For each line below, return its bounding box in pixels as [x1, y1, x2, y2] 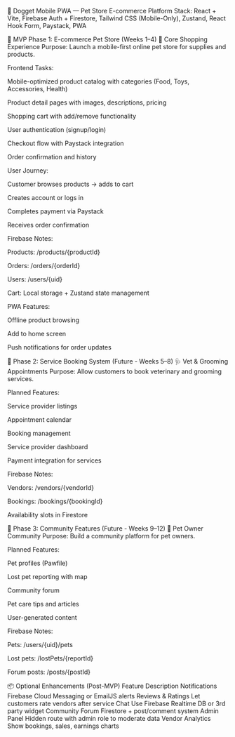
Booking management [7, 429, 72, 437]
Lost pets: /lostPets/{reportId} [7, 654, 93, 663]
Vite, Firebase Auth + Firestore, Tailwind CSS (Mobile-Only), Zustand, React [7, 14, 226, 22]
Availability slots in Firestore [7, 511, 88, 519]
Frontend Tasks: [7, 64, 54, 72]
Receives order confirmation [7, 221, 90, 229]
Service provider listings [7, 402, 78, 410]
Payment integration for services [7, 456, 102, 465]
